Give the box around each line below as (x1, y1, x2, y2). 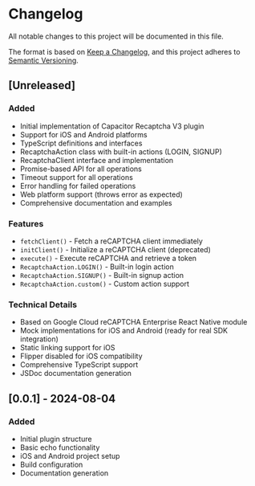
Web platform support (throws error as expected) (19, 190, 183, 199)
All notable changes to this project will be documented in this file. (8, 31, 225, 41)
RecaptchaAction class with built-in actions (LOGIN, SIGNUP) (19, 146, 223, 157)
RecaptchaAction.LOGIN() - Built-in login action (19, 262, 175, 272)
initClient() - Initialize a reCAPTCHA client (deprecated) (19, 244, 211, 254)
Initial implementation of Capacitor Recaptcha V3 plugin (19, 121, 204, 131)
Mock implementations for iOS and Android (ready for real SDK (19, 326, 229, 336)
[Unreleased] (8, 79, 76, 92)
